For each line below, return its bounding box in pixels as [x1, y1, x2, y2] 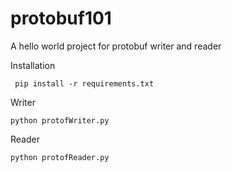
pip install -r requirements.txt [14, 78, 155, 89]
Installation [10, 59, 56, 71]
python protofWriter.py [10, 115, 110, 126]
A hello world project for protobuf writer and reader [10, 40, 222, 52]
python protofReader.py [10, 152, 110, 162]
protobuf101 [10, 7, 112, 30]
